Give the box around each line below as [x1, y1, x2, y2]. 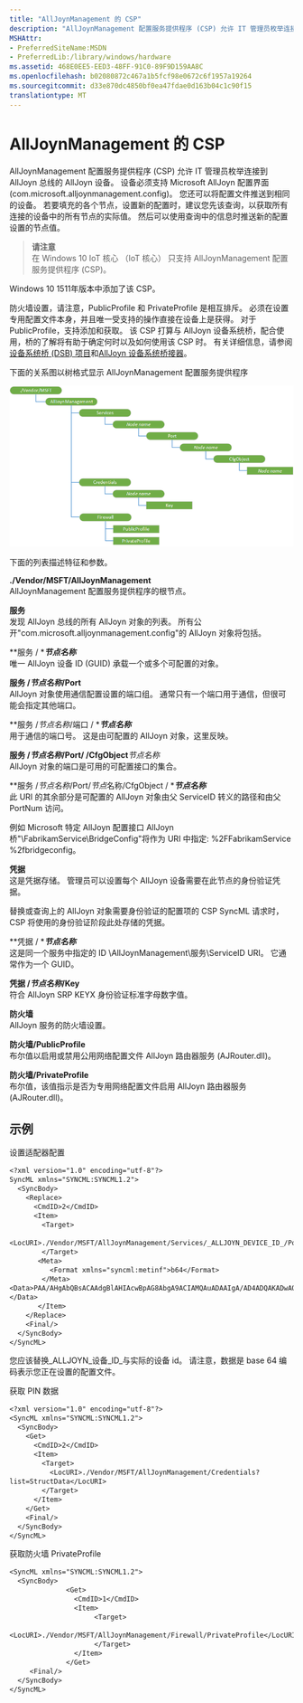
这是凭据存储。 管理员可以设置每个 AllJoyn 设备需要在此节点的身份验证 [9, 875, 273, 886]
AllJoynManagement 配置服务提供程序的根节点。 [9, 586, 191, 597]
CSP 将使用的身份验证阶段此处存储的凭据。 [9, 917, 170, 928]
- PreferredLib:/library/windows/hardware [9, 52, 171, 62]
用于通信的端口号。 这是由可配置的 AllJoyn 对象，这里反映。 [9, 731, 234, 742]
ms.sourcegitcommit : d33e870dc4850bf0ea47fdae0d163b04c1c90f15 [9, 81, 252, 90]
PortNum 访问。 [9, 803, 69, 814]
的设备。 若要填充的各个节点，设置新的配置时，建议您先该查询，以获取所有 [9, 199, 289, 210]
